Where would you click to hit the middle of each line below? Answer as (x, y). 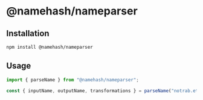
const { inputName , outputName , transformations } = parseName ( (89, 91)
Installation (28, 33)
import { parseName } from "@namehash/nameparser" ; (72, 80)
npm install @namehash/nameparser (50, 47)
